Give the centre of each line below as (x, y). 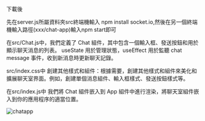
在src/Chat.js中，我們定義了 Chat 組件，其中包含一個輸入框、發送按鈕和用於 (102, 42)
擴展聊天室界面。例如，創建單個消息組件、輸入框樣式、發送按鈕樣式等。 (97, 79)
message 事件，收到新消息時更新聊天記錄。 (61, 58)
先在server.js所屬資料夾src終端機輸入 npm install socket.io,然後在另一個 (97, 22)
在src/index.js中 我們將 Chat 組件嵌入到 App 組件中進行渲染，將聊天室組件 (100, 91)
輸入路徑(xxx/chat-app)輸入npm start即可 (64, 30)
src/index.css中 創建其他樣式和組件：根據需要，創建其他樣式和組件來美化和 (102, 71)
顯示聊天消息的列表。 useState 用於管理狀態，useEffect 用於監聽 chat (94, 50)
